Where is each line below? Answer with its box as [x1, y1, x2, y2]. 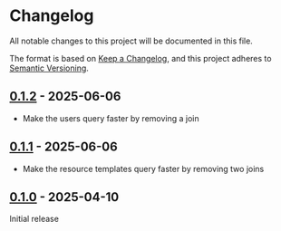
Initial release [9, 214, 59, 225]
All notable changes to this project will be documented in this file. [9, 35, 254, 46]
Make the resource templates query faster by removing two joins [22, 163, 265, 174]
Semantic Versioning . [9, 63, 89, 73]
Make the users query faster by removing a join [22, 112, 199, 123]
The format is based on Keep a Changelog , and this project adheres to [9, 53, 272, 63]
